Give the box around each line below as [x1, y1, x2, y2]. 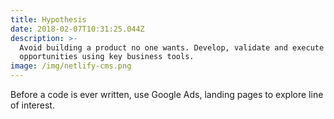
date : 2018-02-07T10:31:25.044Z [10, 24, 145, 34]
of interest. [10, 99, 55, 111]
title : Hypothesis [10, 14, 87, 25]
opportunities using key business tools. [19, 52, 195, 62]
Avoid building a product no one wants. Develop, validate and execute [19, 42, 325, 53]
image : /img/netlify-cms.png [10, 61, 132, 71]
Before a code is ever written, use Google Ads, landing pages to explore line [10, 89, 324, 100]
